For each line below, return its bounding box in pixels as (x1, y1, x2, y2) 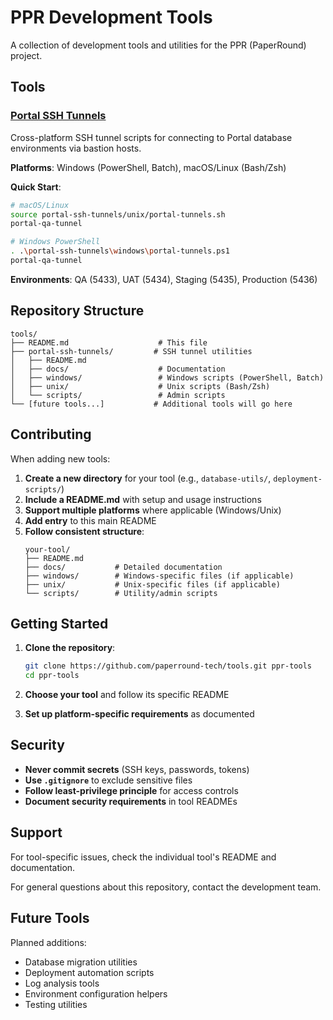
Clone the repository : (24, 642, 116, 654)
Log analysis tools (24, 977, 100, 989)
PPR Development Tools (10, 6, 213, 29)
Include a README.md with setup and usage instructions (24, 493, 262, 505)
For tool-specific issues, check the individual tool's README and (10, 851, 277, 863)
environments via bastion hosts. (10, 142, 142, 154)
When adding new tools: (10, 452, 111, 465)
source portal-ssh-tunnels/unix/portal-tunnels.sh (10, 209, 226, 220)
